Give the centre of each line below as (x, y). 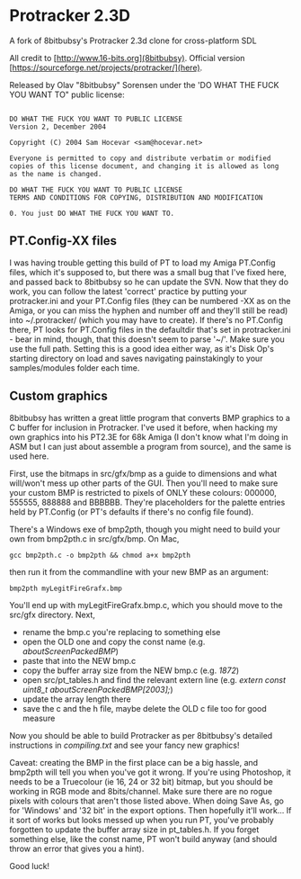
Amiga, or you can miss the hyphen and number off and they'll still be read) (149, 310)
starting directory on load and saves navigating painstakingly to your (136, 358)
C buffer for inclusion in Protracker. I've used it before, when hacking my (144, 427)
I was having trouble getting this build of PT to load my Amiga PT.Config (142, 263)
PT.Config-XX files (63, 241)
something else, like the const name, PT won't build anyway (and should (143, 839)
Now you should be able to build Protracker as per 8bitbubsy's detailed (141, 735)
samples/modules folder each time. (75, 368)
